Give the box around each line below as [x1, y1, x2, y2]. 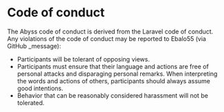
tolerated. [16, 98, 45, 107]
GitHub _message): [7, 42, 62, 50]
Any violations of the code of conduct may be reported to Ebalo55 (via [7, 34, 206, 42]
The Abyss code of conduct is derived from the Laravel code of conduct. [7, 27, 214, 36]
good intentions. [16, 84, 64, 92]
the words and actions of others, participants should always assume [16, 76, 211, 85]
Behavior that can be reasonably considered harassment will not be [16, 91, 208, 100]
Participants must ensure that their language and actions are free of [16, 62, 210, 70]
